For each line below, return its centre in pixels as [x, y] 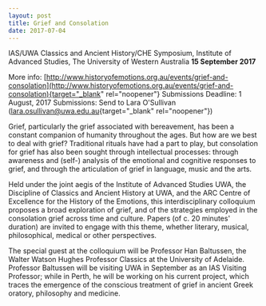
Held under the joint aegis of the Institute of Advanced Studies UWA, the [127, 185]
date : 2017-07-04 [37, 30]
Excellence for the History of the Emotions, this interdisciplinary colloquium [132, 201]
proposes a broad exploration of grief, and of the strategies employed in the [133, 210]
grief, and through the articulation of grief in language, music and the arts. [130, 169]
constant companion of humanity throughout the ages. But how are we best [133, 135]
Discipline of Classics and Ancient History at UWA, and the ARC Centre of [129, 193]
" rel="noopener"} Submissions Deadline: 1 [171, 94]
